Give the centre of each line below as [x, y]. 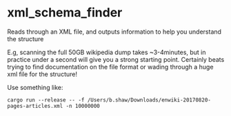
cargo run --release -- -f [46, 100]
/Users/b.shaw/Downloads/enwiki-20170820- [149, 100]
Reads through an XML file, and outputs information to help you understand [114, 32]
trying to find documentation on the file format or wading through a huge [110, 67]
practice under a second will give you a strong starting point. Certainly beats [116, 59]
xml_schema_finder [65, 13]
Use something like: [35, 87]
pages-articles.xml [35, 106]
